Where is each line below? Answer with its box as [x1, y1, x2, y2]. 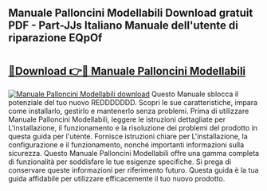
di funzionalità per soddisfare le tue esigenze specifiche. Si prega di [8, 157, 232, 166]
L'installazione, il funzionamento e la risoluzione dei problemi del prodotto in [8, 123, 257, 132]
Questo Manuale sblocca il [151, 89, 239, 99]
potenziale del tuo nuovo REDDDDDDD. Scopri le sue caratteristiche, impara [8, 98, 257, 107]
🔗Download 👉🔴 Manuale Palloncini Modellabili [8, 64, 246, 78]
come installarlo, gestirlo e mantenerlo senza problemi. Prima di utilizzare [8, 107, 249, 115]
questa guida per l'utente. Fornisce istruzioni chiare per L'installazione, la [8, 131, 249, 141]
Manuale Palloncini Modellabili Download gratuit [8, 6, 253, 20]
